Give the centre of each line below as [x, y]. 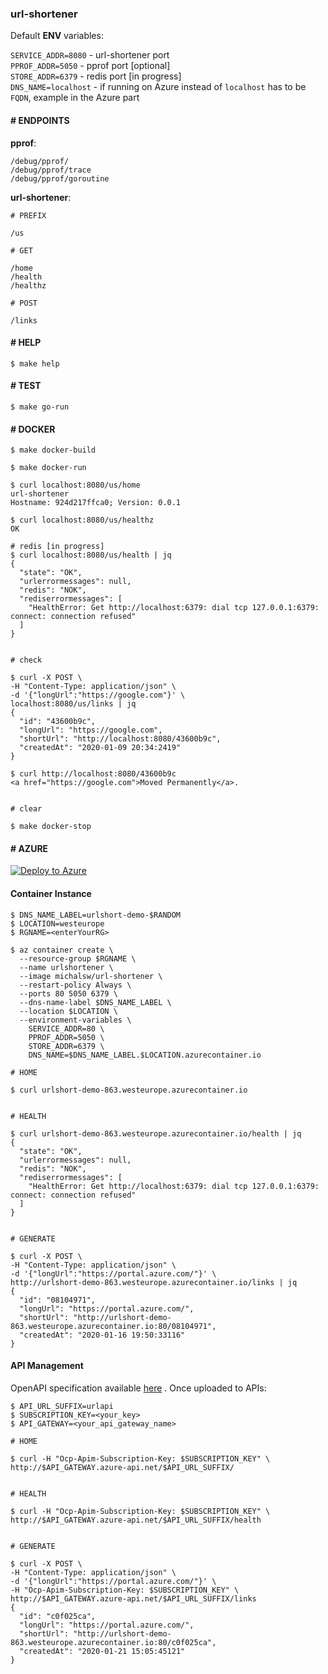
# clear [26, 809]
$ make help [35, 363]
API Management [47, 1366]
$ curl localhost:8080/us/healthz [82, 520]
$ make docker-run [48, 468]
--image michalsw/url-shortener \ [91, 976]
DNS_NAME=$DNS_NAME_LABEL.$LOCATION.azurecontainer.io [145, 1055]
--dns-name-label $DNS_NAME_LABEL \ [95, 1002]
